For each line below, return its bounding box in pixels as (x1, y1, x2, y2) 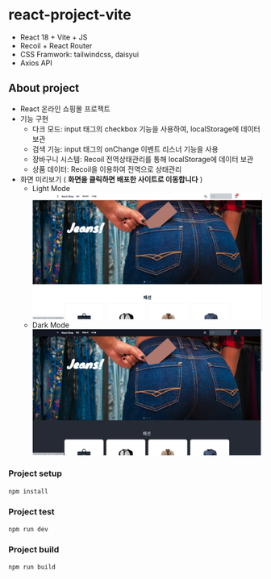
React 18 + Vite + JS (19, 32, 88, 42)
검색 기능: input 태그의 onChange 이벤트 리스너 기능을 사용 (31, 144, 219, 154)
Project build (8, 544, 60, 555)
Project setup (8, 468, 62, 479)
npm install (8, 487, 48, 495)
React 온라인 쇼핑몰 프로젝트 (19, 103, 110, 114)
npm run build (8, 563, 56, 572)
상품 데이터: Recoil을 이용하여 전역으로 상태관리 (31, 164, 182, 174)
